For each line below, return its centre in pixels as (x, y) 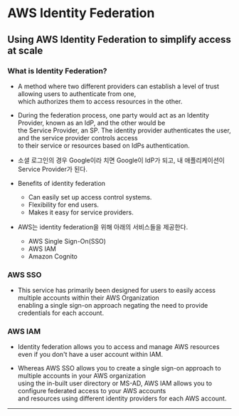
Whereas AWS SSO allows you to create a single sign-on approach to (119, 368)
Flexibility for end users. (64, 204)
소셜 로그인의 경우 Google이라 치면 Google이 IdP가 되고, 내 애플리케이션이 (121, 160)
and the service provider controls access (78, 137)
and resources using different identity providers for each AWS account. (122, 399)
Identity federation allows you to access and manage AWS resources (118, 347)
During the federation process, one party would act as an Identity (113, 115)
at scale (25, 50)
